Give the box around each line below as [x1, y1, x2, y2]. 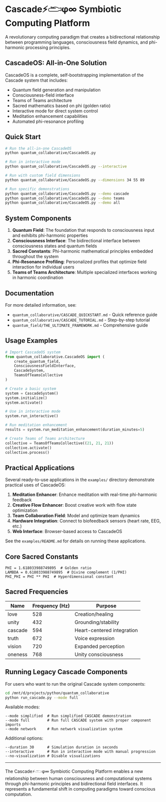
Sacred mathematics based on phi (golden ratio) [12, 103, 111, 108]
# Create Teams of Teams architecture [5, 436, 85, 441]
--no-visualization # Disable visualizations [5, 753, 100, 758]
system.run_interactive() [5, 414, 58, 419]
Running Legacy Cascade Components [5, 668, 128, 676]
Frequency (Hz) [32, 602, 70, 609]
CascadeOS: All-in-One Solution [5, 59, 107, 67]
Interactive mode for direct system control [12, 107, 98, 114]
